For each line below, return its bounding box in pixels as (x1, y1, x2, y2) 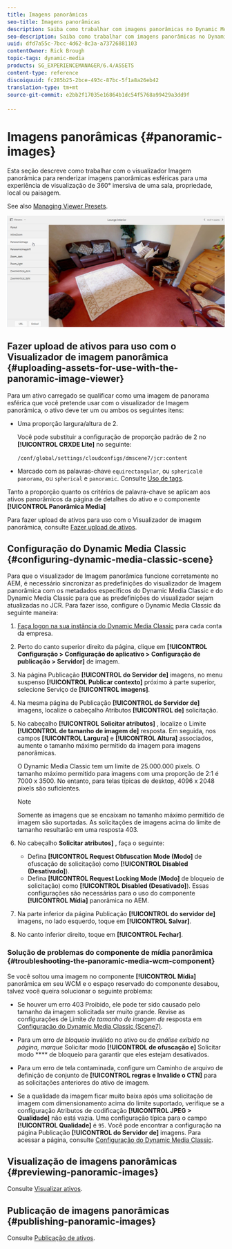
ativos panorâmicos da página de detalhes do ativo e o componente (7, 494, 200, 503)
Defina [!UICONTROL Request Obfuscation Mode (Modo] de (27, 853, 202, 861)
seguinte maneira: (7, 608, 59, 617)
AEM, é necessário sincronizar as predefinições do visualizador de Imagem (7, 579, 222, 588)
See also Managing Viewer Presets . (7, 202, 108, 211)
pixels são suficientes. (17, 784, 81, 793)
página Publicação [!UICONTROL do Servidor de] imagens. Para (17, 1128, 202, 1136)
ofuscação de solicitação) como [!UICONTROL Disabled (27, 860, 188, 868)
